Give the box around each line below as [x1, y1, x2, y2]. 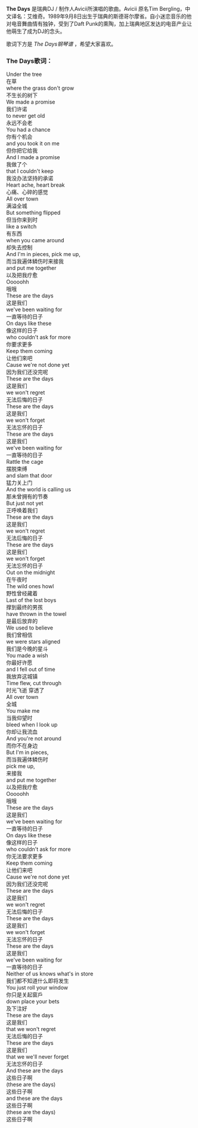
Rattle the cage [6, 458, 44, 466]
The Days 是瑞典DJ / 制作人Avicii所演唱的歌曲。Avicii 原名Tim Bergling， [6, 5, 185, 12]
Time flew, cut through [6, 680, 61, 687]
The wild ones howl [6, 583, 54, 590]
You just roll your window [6, 984, 69, 992]
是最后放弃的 [6, 618, 38, 625]
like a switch [6, 223, 37, 230]
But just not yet [6, 500, 44, 507]
